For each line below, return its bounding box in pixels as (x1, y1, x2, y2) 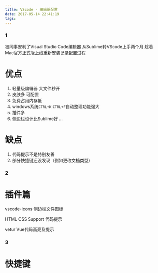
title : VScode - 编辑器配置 (5, 7, 58, 12)
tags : (5, 16, 16, 21)
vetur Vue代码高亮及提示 (5, 227, 54, 232)
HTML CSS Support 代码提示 (5, 216, 62, 222)
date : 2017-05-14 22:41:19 (5, 12, 59, 16)
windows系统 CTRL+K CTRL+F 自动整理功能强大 (12, 104, 100, 109)
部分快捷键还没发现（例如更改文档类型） (12, 157, 93, 163)
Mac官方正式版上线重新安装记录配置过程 (5, 49, 86, 56)
